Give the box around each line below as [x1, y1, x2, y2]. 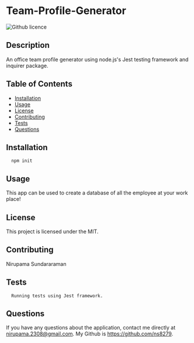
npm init [11, 158, 33, 164]
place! [6, 196, 22, 203]
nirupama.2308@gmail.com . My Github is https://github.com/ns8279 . [6, 330, 174, 337]
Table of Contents [6, 79, 73, 89]
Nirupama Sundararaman [6, 260, 67, 267]
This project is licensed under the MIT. [6, 228, 99, 235]
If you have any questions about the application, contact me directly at [6, 324, 176, 331]
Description [6, 40, 50, 50]
